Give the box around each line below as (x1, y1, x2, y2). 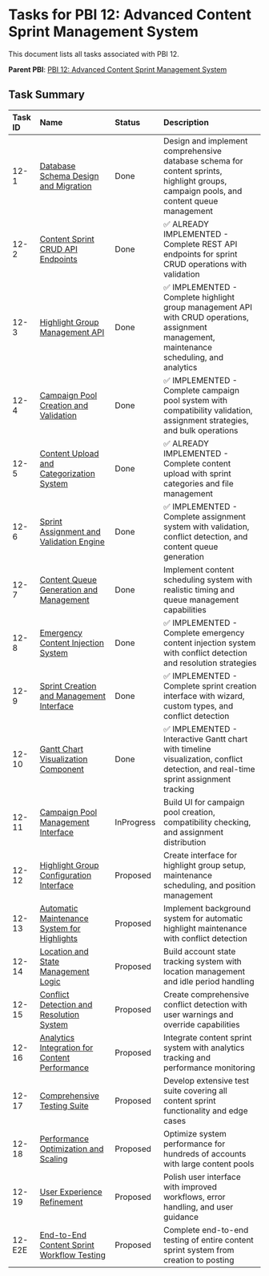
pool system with (163, 394, 228, 406)
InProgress (114, 816, 156, 827)
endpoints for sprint (163, 248, 238, 260)
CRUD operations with (163, 258, 247, 269)
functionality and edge (163, 1104, 248, 1116)
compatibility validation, (163, 405, 253, 416)
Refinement (39, 1196, 83, 1207)
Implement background (163, 902, 251, 914)
